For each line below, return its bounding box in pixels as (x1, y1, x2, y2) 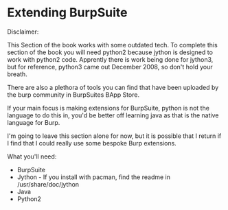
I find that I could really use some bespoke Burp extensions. (7, 139, 176, 147)
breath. (7, 70, 27, 78)
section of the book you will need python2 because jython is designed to (7, 48, 213, 56)
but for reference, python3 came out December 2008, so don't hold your (7, 62, 213, 71)
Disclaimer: (7, 27, 39, 36)
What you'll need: (7, 152, 57, 161)
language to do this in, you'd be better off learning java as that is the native (7, 111, 219, 119)
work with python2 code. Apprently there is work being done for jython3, (7, 55, 214, 63)
